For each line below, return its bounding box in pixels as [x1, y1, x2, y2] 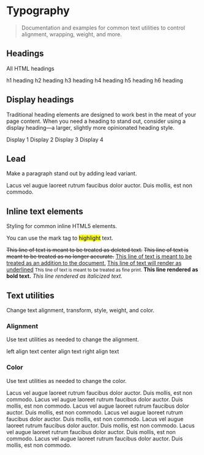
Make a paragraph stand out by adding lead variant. [6, 170, 137, 177]
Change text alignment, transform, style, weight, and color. [6, 307, 155, 314]
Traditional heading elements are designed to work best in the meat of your [6, 111, 197, 118]
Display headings [6, 95, 75, 105]
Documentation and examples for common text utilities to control [21, 24, 186, 31]
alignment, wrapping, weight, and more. [21, 30, 123, 38]
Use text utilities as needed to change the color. [6, 377, 127, 384]
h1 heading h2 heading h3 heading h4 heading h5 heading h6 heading [6, 76, 183, 84]
